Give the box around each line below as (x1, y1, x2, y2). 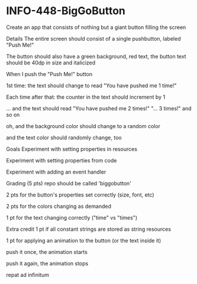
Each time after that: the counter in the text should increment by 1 (6, 93, 166, 100)
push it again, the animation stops (6, 260, 89, 267)
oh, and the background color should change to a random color (6, 122, 161, 129)
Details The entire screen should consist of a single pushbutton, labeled (6, 35, 181, 42)
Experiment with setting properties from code (6, 156, 117, 164)
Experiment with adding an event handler (6, 168, 106, 175)
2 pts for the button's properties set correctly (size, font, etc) (6, 191, 154, 198)
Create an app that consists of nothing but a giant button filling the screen (6, 24, 186, 31)
